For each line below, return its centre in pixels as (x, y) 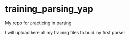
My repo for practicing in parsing (38, 23)
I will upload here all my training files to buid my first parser (65, 32)
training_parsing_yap (49, 9)
